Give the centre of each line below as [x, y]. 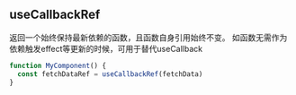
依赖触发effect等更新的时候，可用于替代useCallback [106, 48]
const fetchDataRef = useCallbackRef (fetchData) [110, 74]
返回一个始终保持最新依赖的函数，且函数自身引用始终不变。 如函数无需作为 [148, 37]
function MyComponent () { [58, 65]
